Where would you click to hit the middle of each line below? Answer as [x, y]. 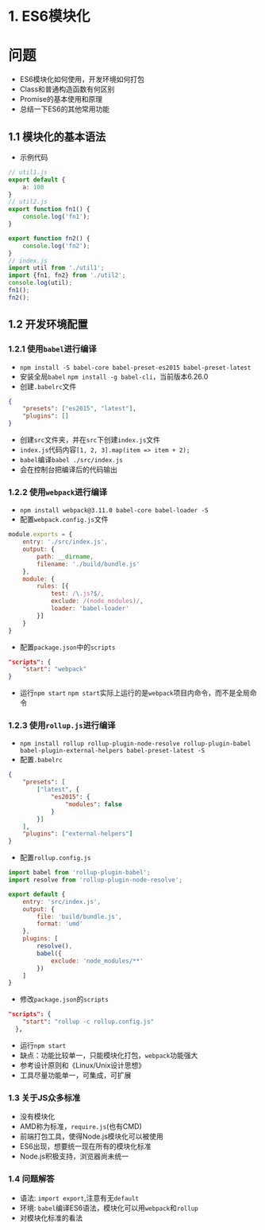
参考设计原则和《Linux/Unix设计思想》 [83, 1065]
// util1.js [28, 172]
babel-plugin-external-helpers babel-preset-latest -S [112, 751]
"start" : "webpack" [55, 669]
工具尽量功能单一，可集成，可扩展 [75, 1075]
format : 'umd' [60, 924]
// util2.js [28, 202]
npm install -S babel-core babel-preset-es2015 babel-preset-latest [135, 368]
